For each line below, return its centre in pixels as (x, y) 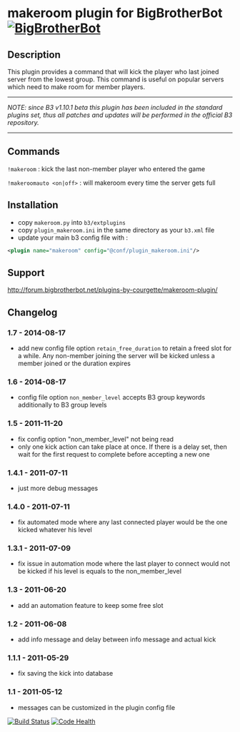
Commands (34, 152)
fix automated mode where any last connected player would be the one (122, 522)
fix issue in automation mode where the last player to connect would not (124, 564)
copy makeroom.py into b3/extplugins (72, 222)
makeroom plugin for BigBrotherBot (115, 13)
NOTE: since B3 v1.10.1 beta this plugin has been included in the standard (115, 107)
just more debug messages (58, 488)
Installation (33, 205)
